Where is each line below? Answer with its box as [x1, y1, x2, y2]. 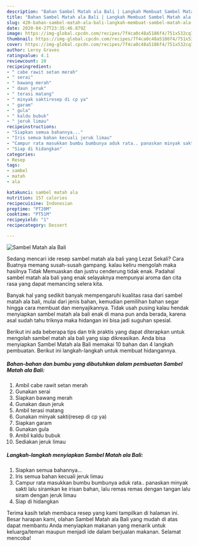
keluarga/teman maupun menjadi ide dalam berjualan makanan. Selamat [6, 528, 182, 535]
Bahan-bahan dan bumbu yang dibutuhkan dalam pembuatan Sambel [6, 361, 183, 368]
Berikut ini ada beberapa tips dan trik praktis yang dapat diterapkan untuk [6, 328, 185, 335]
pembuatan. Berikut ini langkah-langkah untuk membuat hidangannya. [6, 346, 177, 354]
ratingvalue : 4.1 [6, 53, 49, 58]
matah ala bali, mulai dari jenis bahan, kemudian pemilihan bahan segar [6, 297, 179, 305]
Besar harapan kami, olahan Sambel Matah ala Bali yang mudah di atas [6, 515, 178, 522]
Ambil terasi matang [15, 407, 64, 414]
